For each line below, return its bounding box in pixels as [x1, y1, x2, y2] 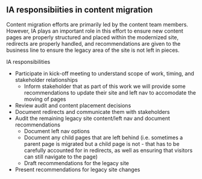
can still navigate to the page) [24, 153, 98, 160]
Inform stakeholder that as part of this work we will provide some [24, 83, 186, 90]
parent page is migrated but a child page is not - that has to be [24, 140, 180, 147]
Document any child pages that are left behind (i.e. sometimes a [24, 134, 183, 141]
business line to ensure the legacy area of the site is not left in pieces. [6, 46, 180, 54]
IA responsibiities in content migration [6, 5, 153, 15]
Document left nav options [24, 127, 90, 134]
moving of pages [24, 95, 66, 102]
